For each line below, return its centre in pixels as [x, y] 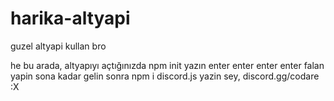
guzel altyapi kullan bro [58, 46]
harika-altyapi [70, 18]
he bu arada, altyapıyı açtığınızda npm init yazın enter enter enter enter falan [167, 65]
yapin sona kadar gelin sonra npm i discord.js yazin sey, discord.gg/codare [165, 76]
